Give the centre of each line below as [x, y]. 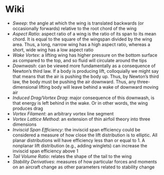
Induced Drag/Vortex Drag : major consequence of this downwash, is [83, 98]
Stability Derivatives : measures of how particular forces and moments [85, 161]
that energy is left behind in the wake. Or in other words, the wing [80, 103]
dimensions [24, 124]
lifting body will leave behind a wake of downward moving [99, 87]
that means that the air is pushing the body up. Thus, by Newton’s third [86, 76]
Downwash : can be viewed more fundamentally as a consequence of [84, 66]
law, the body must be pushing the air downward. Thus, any [74, 82]
